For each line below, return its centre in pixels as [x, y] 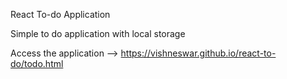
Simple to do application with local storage [98, 33]
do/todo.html [37, 63]
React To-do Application [60, 14]
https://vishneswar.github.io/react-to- [198, 53]
